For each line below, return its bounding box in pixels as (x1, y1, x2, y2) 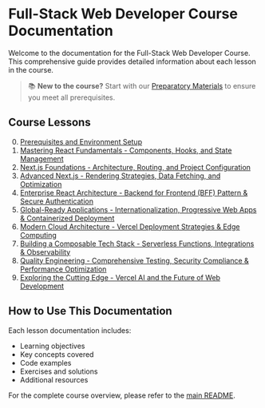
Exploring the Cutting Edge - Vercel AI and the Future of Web (19, 272, 221, 282)
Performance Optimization (19, 264, 107, 274)
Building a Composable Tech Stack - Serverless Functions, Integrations (19, 239, 255, 248)
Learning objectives (19, 341, 85, 351)
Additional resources (19, 374, 89, 384)
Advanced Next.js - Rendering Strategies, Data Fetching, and (19, 171, 221, 180)
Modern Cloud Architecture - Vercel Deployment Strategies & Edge (19, 221, 240, 232)
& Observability (19, 247, 71, 256)
